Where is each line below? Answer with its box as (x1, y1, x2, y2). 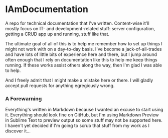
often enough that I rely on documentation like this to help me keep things (5, 56, 157, 62)
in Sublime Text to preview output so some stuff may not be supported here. (5, 117, 163, 123)
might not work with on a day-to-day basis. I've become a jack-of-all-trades (5, 46, 162, 52)
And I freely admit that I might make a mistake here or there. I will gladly (5, 77, 153, 83)
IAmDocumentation (5, 4, 89, 15)
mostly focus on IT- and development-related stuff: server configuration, (5, 25, 155, 31)
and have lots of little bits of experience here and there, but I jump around (5, 51, 157, 57)
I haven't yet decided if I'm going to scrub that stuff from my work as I (5, 122, 149, 129)
